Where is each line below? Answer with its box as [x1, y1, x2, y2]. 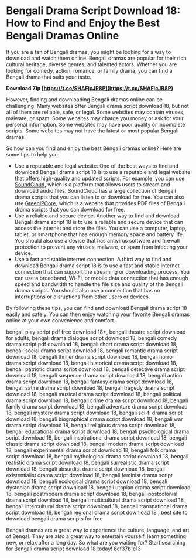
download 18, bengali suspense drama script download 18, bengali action [6, 372, 183, 379]
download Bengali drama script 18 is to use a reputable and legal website [14, 168, 191, 175]
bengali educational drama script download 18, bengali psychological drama [6, 428, 190, 435]
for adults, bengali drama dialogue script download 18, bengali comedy [6, 334, 177, 341]
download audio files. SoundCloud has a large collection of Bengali [14, 187, 177, 194]
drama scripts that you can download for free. [14, 206, 126, 213]
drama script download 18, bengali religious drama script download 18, [6, 421, 176, 428]
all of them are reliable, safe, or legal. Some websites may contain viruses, [6, 108, 185, 115]
